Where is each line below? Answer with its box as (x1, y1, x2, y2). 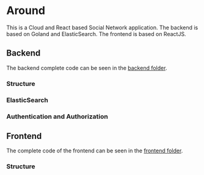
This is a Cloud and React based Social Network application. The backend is (6, 24, 199, 31)
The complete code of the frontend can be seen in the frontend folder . (6, 147, 183, 154)
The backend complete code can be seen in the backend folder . (6, 64, 167, 71)
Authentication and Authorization (6, 112, 108, 121)
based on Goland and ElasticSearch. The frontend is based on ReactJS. (6, 30, 186, 37)
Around (6, 4, 46, 18)
